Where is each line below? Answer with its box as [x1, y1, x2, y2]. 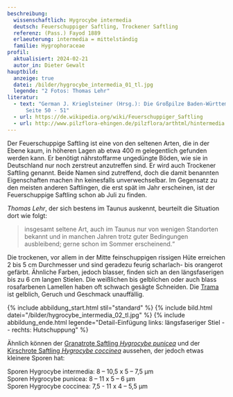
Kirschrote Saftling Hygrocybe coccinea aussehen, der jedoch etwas [7, 346, 204, 355]
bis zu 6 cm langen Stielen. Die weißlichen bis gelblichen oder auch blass [7, 275, 217, 283]
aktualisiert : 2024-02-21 [13, 56, 89, 62]
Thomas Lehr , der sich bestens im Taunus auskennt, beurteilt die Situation [7, 204, 220, 212]
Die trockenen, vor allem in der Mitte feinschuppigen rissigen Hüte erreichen [7, 253, 225, 261]
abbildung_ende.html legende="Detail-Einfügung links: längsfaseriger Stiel [7, 318, 221, 326]
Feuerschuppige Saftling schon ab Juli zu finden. [7, 190, 147, 198]
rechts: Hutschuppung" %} [11, 326, 89, 334]
